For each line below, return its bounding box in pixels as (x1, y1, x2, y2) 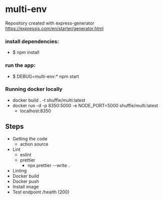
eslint (20, 151, 32, 157)
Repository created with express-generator (5, 20, 94, 26)
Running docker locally (5, 86, 63, 93)
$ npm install (12, 49, 40, 56)
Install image (12, 183, 39, 189)
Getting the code (12, 135, 48, 141)
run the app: (5, 62, 36, 69)
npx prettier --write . (27, 162, 70, 168)
